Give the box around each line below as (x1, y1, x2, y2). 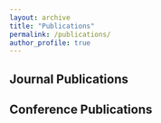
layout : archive (9, 13, 71, 22)
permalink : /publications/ (9, 30, 111, 39)
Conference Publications (9, 102, 153, 118)
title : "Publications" (9, 22, 95, 31)
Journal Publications (9, 71, 129, 86)
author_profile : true (9, 38, 91, 48)
